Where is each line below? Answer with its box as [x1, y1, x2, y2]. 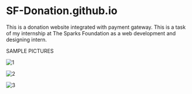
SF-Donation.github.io [6, 4, 117, 18]
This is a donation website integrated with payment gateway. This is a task [6, 23, 186, 31]
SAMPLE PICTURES [6, 47, 54, 54]
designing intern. [6, 36, 47, 43]
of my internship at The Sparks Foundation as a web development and [6, 29, 176, 36]
